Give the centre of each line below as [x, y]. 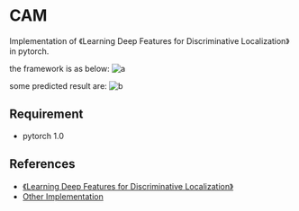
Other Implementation [63, 196]
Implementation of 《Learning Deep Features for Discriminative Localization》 [149, 40]
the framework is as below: [59, 68]
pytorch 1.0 [43, 136]
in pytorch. [29, 51]
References [42, 164]
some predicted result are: [59, 85]
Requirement [46, 114]
